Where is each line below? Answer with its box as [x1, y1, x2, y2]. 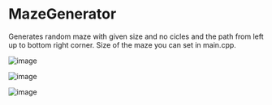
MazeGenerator [8, 5, 117, 23]
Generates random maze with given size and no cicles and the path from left [8, 31, 264, 41]
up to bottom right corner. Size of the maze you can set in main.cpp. [8, 40, 237, 49]
